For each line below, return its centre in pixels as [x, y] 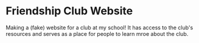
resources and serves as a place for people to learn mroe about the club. [97, 33]
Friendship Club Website [69, 11]
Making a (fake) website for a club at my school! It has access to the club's [100, 27]
